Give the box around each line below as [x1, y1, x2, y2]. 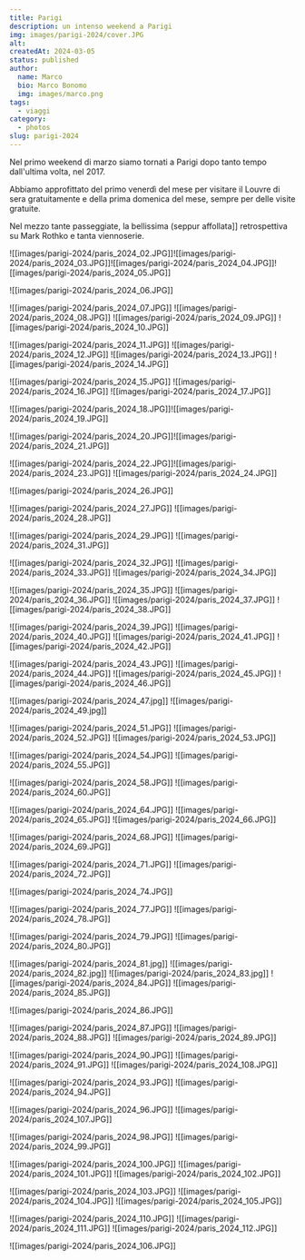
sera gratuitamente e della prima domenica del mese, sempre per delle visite [9, 193, 296, 204]
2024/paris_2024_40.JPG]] [9, 630, 112, 641]
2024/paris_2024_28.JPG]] [9, 512, 112, 523]
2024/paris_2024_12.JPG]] [9, 349, 109, 360]
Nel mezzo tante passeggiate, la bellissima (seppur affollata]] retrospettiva [9, 220, 288, 232]
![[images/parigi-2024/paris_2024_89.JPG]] [112, 1032, 277, 1043]
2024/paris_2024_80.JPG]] [9, 940, 112, 951]
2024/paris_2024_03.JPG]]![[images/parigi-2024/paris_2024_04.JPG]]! [9, 257, 277, 268]
